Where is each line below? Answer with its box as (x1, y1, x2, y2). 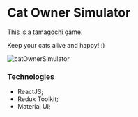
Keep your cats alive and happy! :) (7, 41, 105, 49)
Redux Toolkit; (17, 95, 59, 103)
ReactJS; (17, 88, 44, 96)
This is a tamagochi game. (7, 28, 83, 36)
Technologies (7, 71, 54, 81)
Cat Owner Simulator (7, 5, 131, 21)
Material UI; (17, 102, 51, 111)
